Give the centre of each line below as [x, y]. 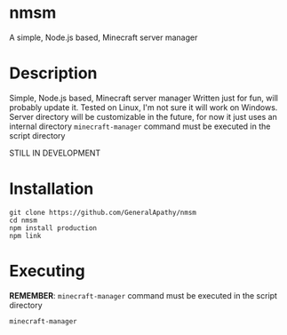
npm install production [53, 228]
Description [53, 73]
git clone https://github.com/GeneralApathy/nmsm [103, 212]
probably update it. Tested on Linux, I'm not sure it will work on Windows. [143, 107]
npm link [25, 235]
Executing [48, 271]
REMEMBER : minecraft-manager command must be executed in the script [143, 295]
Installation [52, 189]
